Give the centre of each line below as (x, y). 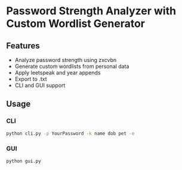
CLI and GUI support (40, 85)
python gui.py (24, 161)
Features (23, 46)
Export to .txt (31, 79)
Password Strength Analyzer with (91, 11)
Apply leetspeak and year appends (58, 72)
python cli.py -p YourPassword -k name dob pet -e (70, 133)
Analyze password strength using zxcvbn (66, 60)
